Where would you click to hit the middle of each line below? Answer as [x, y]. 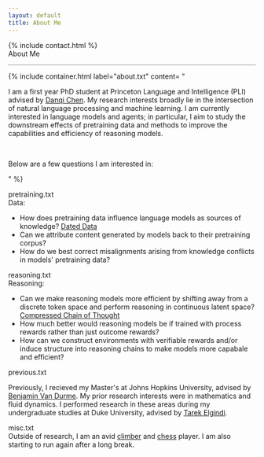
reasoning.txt [29, 275]
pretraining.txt [31, 194]
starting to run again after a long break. [71, 444]
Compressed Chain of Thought [70, 315]
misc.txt [21, 428]
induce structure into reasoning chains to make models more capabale [134, 348]
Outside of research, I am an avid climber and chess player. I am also [120, 436]
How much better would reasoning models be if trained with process [130, 323]
